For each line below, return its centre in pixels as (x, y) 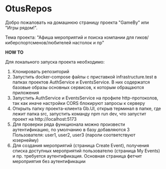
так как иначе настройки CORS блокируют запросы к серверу (79, 103)
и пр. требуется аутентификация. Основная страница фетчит (77, 156)
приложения (26, 92)
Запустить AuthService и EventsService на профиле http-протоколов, (85, 98)
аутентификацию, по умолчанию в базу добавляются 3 (71, 129)
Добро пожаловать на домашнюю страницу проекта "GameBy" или (77, 22)
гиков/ (142, 37)
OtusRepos (29, 9)
